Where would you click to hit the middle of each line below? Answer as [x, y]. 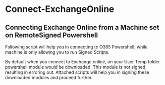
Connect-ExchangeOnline [60, 9]
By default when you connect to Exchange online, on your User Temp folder [82, 62]
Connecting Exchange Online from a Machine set [82, 27]
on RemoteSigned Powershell [52, 35]
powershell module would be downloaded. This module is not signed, [76, 67]
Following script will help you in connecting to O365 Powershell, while [76, 47]
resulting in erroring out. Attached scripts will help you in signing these [77, 72]
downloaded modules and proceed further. [49, 77]
